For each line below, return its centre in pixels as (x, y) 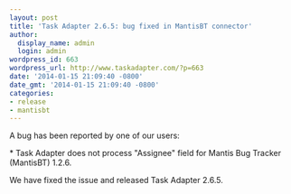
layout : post (34, 18)
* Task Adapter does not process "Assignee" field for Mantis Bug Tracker (145, 153)
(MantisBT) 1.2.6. (41, 162)
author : (24, 34)
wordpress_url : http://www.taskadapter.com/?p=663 (107, 69)
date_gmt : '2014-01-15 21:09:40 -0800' (84, 85)
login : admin (42, 51)
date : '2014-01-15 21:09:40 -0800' (76, 77)
